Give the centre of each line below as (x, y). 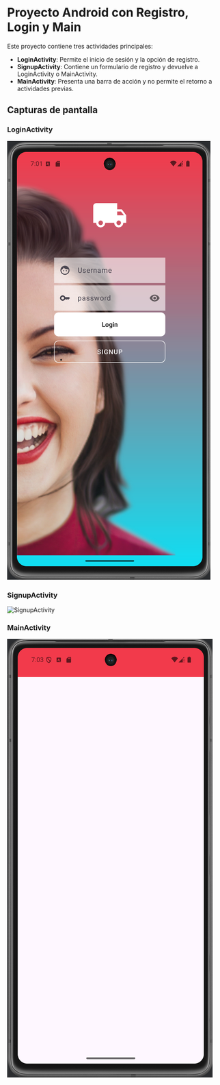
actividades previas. (45, 88)
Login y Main (44, 27)
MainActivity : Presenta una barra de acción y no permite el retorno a (114, 81)
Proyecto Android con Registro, (98, 13)
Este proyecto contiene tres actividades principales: (80, 46)
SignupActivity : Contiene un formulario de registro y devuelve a (107, 66)
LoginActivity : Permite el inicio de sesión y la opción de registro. (108, 59)
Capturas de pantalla (52, 110)
